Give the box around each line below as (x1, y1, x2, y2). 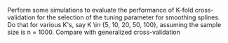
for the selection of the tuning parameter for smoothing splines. (36, 13, 220, 21)
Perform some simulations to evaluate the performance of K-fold (7, 6, 194, 14)
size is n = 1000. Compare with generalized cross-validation (7, 28, 181, 36)
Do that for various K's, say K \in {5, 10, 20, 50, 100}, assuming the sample (7, 21, 222, 28)
